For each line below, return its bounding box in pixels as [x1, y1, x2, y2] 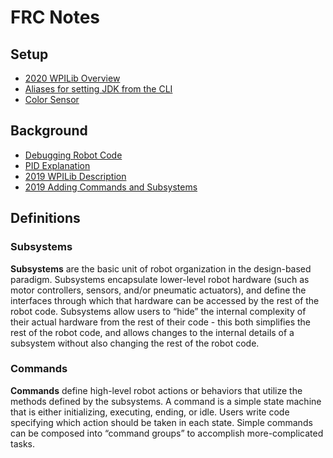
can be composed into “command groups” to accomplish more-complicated [10, 427, 324, 439]
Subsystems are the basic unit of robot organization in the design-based [10, 262, 312, 275]
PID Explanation [24, 159, 91, 171]
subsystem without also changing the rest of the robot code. [10, 337, 260, 349]
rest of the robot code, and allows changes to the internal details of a [10, 326, 295, 338]
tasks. [10, 437, 36, 450]
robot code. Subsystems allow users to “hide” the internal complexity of [10, 305, 307, 317]
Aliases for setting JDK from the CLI [24, 83, 173, 95]
